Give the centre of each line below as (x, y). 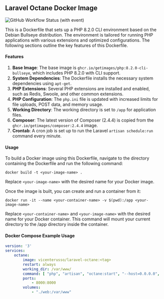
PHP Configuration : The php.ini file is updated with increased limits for (85, 99)
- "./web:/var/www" (51, 292)
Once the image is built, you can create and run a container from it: (73, 191)
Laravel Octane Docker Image (51, 8)
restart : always (39, 264)
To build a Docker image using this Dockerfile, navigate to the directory (77, 158)
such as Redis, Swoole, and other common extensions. (68, 94)
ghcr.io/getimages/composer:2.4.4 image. (55, 126)
